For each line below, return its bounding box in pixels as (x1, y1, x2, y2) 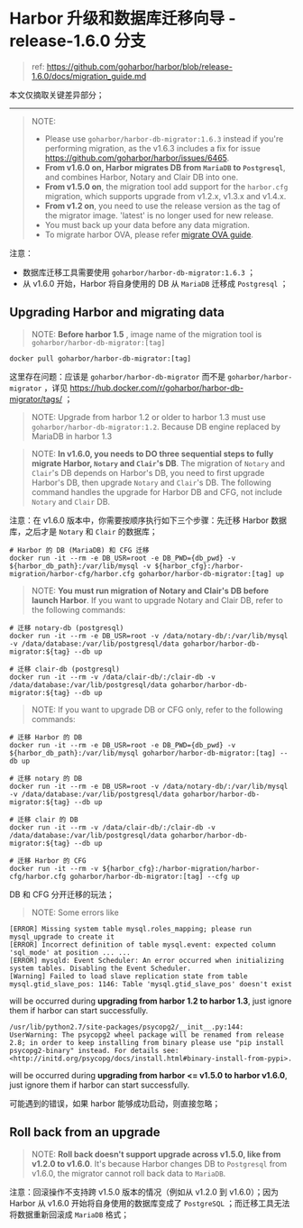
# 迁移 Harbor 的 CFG (9, 856, 87, 866)
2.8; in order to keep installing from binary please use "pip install (9, 1038, 284, 1047)
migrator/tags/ (9, 393, 63, 404)
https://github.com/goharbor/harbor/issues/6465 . (44, 152, 230, 163)
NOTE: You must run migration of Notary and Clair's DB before (31, 585, 269, 596)
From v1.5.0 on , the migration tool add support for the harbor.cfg (44, 181, 289, 192)
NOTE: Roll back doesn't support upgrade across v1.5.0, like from (31, 1149, 281, 1159)
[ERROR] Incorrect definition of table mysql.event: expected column (9, 939, 277, 949)
